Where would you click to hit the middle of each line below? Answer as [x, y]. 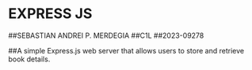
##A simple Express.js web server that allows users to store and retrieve [126, 50]
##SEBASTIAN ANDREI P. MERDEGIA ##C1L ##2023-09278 [106, 35]
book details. [29, 59]
